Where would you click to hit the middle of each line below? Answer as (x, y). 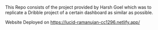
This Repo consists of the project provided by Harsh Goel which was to (78, 7)
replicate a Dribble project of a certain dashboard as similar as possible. (79, 12)
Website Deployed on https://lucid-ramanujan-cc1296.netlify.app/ (72, 22)
